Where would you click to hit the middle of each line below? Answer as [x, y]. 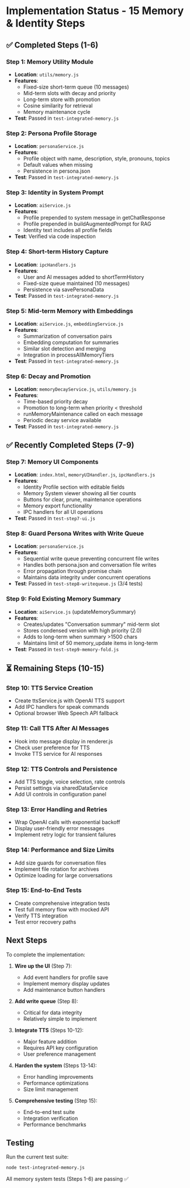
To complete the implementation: [46, 954]
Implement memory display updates [66, 983]
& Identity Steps [46, 23]
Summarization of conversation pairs [68, 336]
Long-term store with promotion [62, 99]
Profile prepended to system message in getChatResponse [94, 218]
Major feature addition [50, 1041]
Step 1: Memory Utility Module [50, 62]
